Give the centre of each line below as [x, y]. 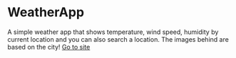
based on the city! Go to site [49, 47]
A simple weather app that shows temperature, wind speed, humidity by [113, 32]
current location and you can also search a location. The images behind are [118, 39]
